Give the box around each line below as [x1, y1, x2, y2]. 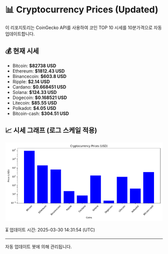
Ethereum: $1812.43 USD [12, 68, 65, 74]
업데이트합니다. [5, 30, 35, 36]
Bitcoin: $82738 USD [12, 62, 56, 68]
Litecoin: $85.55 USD [12, 99, 57, 105]
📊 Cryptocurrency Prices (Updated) [5, 4, 158, 15]
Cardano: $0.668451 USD [12, 83, 66, 90]
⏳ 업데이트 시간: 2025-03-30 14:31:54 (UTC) [5, 226, 95, 232]
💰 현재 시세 [5, 47, 39, 55]
